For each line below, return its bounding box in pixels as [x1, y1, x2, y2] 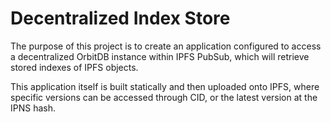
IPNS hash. [10, 102, 57, 114]
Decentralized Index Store [10, 7, 231, 30]
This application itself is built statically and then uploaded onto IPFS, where [10, 80, 320, 92]
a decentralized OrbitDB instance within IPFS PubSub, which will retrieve [10, 50, 310, 62]
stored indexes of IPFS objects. [10, 61, 139, 73]
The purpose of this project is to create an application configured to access [10, 40, 322, 52]
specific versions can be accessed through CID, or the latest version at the [10, 91, 318, 103]
